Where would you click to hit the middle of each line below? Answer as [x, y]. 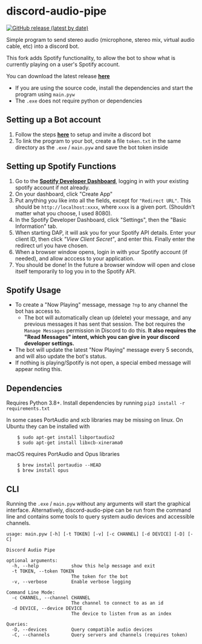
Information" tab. [36, 226]
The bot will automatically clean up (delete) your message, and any [108, 318]
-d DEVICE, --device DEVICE [47, 608]
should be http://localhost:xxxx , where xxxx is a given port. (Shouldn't [105, 207]
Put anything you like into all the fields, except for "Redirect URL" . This [103, 200]
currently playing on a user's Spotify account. [63, 64]
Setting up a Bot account [54, 120]
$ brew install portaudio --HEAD [59, 465]
